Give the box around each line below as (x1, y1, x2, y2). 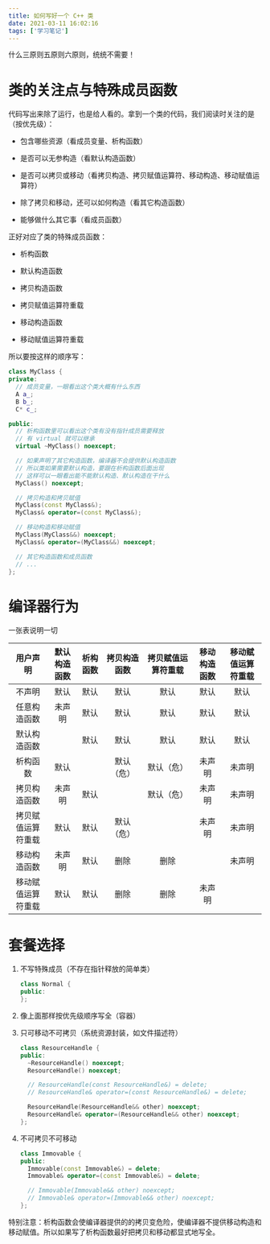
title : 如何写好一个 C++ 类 (8, 11, 94, 20)
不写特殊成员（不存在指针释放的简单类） (19, 964, 154, 974)
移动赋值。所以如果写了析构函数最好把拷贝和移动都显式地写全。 (8, 1227, 219, 1237)
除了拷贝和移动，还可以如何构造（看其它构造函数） (19, 198, 190, 208)
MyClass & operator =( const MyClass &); (15, 509, 142, 517)
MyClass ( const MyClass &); (15, 501, 103, 510)
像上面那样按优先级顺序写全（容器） (19, 1010, 141, 1020)
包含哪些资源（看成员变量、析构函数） (19, 136, 147, 146)
